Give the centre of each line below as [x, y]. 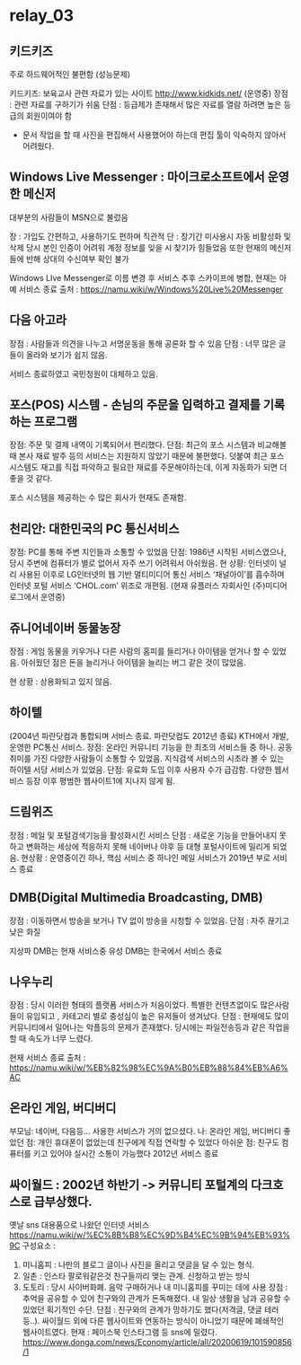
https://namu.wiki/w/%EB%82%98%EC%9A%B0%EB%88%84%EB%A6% [149, 1068]
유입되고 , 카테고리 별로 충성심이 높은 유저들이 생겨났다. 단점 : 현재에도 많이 [157, 1017]
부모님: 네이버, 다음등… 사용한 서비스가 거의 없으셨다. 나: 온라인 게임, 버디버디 [145, 1132]
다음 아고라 [38, 320]
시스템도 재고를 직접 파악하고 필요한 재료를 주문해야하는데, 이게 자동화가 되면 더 [148, 467]
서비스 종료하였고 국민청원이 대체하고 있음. [84, 374]
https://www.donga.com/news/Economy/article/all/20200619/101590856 [157, 1342]
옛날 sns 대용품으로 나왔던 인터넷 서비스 [80, 1224]
